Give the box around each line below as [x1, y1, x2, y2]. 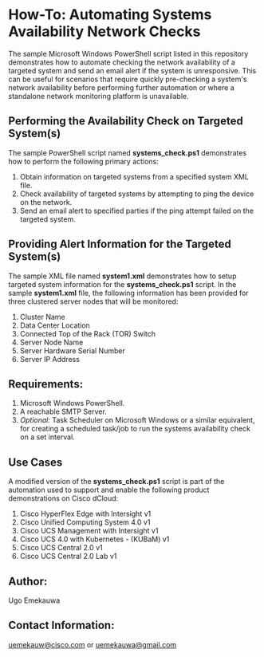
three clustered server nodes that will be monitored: [8, 297, 179, 306]
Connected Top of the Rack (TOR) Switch [19, 328, 156, 338]
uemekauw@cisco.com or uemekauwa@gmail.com [8, 639, 177, 649]
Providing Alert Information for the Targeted [8, 238, 231, 251]
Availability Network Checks [8, 22, 201, 41]
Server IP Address [19, 354, 80, 364]
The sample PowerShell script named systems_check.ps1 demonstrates [8, 148, 247, 157]
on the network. [19, 197, 73, 207]
